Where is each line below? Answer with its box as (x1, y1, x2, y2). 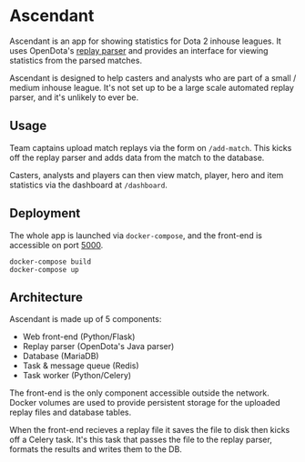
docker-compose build (9, 256, 92, 266)
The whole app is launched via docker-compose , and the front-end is (9, 229, 262, 241)
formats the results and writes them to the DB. (9, 444, 182, 455)
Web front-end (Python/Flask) (22, 331, 136, 342)
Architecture (9, 289, 84, 305)
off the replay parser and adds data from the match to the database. (9, 152, 265, 163)
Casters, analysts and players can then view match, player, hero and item (9, 169, 284, 180)
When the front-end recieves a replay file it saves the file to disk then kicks (9, 425, 290, 436)
